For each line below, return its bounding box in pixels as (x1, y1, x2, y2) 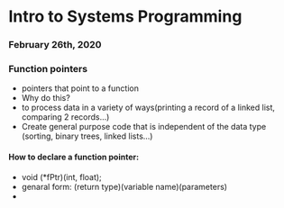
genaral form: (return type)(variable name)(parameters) (21, 181, 227, 192)
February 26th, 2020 (8, 39, 102, 51)
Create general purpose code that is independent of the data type (21, 122, 267, 132)
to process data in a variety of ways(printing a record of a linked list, (21, 102, 276, 113)
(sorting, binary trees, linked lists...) (21, 131, 153, 141)
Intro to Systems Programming (8, 6, 243, 27)
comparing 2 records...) (21, 112, 110, 122)
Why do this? (21, 93, 71, 104)
